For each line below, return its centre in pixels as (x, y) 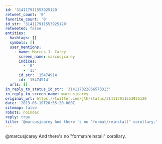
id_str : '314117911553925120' (37, 24)
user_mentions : (26, 47)
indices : (28, 61)
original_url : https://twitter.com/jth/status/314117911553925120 (76, 98)
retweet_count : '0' (26, 15)
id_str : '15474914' (39, 75)
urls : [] (19, 84)
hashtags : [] (23, 38)
